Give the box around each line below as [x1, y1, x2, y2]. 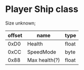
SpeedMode [27, 48, 56, 55]
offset [8, 31, 23, 38]
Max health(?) [27, 56, 60, 63]
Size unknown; [5, 20, 36, 26]
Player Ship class [5, 3, 78, 15]
